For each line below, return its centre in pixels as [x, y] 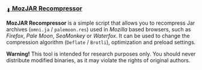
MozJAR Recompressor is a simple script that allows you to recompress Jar [101, 23]
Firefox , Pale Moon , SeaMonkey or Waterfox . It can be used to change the [98, 36]
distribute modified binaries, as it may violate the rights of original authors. [98, 60]
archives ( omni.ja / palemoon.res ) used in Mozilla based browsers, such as [99, 29]
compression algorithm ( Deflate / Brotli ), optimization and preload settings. [101, 42]
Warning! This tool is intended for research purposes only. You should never [101, 54]
